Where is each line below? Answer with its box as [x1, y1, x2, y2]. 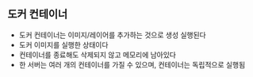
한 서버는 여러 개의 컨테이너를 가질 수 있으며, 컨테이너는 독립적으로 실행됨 [18, 60, 246, 69]
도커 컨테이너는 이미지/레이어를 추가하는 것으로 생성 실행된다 [18, 30, 207, 40]
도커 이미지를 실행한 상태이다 [18, 40, 109, 49]
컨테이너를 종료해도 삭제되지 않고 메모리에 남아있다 [18, 50, 176, 60]
